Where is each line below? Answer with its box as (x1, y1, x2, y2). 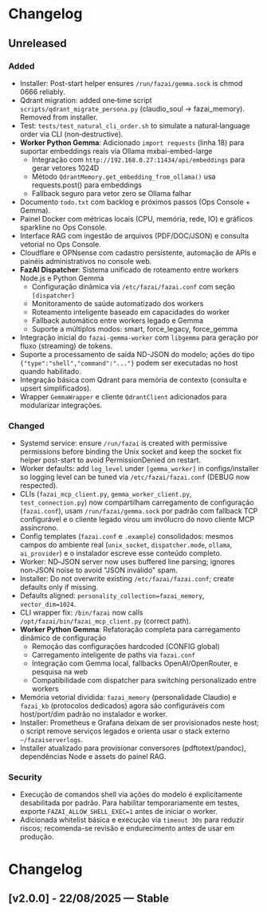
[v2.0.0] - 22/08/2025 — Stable (8, 892, 170, 906)
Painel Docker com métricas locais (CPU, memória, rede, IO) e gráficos (19, 214, 253, 223)
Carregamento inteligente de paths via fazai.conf (31, 651, 195, 660)
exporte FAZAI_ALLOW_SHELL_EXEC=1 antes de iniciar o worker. (19, 807, 218, 816)
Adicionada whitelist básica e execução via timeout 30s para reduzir (19, 815, 245, 825)
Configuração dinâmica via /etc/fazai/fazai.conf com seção (31, 281, 235, 291)
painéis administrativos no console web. (19, 256, 152, 265)
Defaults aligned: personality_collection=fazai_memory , (19, 591, 205, 600)
